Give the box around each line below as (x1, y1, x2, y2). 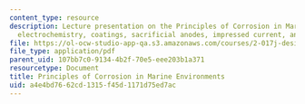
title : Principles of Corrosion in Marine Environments (9, 72, 225, 81)
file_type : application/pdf (9, 47, 116, 56)
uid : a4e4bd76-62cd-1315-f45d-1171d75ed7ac (9, 80, 177, 90)
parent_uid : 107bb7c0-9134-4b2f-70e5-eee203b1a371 (9, 55, 205, 64)
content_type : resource (9, 13, 100, 23)
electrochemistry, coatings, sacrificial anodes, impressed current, (17, 30, 286, 39)
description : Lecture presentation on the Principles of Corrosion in (9, 22, 282, 31)
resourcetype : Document (9, 64, 100, 73)
